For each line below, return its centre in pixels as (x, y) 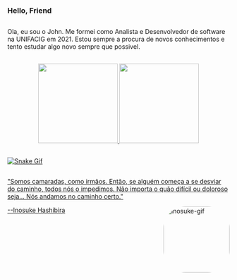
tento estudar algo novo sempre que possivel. (74, 47)
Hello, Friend (30, 11)
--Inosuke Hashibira (36, 210)
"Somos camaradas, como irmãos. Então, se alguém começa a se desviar (114, 182)
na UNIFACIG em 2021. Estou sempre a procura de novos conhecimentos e (116, 39)
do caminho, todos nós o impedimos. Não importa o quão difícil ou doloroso (117, 189)
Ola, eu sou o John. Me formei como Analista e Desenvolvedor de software (116, 32)
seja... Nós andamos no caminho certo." (65, 197)
